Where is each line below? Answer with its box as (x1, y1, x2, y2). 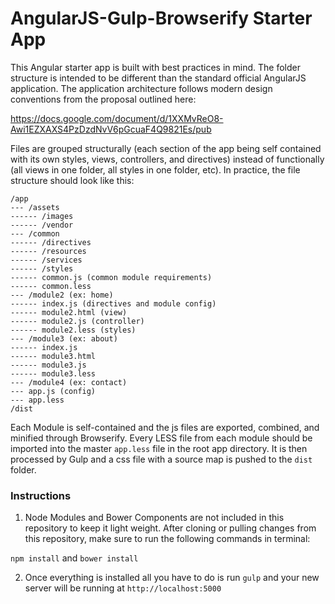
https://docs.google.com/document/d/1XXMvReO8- (10, 112, 224, 124)
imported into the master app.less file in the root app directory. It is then (10, 442, 308, 454)
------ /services (10, 255, 83, 265)
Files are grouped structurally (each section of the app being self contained (10, 142, 322, 154)
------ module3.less (10, 368, 97, 379)
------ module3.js (10, 360, 87, 370)
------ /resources (10, 246, 87, 256)
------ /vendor (10, 220, 74, 230)
